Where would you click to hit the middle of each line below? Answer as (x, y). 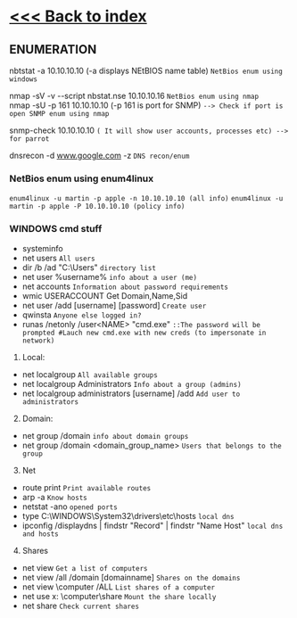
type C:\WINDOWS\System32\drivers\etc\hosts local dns (128, 515)
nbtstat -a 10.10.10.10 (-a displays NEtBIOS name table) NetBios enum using (146, 70)
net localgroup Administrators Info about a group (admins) (132, 383)
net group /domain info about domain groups (105, 435)
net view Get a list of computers (85, 567)
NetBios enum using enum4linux (82, 178)
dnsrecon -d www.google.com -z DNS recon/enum (99, 155)
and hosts (41, 534)
